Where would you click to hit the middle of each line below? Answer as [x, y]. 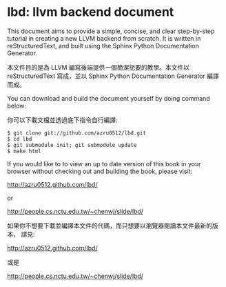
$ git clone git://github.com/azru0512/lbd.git [77, 133]
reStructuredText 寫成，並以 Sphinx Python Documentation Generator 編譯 [113, 76]
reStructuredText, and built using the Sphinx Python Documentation [103, 46]
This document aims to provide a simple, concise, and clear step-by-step [111, 31]
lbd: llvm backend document [91, 12]
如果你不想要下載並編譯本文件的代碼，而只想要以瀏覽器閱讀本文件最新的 [110, 226]
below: [17, 106]
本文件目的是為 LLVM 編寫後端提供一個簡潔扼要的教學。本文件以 [99, 67]
